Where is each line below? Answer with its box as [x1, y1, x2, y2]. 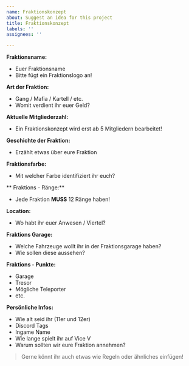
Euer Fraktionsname [15, 65, 66, 73]
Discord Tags [15, 322, 49, 330]
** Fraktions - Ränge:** [6, 184, 65, 191]
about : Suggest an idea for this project [6, 15, 113, 21]
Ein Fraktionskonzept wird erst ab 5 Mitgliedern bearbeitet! [15, 125, 162, 132]
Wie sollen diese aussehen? [15, 249, 85, 257]
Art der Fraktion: [6, 83, 49, 91]
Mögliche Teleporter [15, 286, 66, 293]
